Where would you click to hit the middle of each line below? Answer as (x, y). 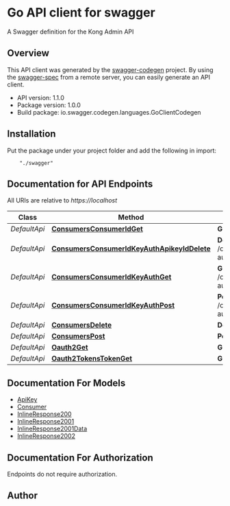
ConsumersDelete (81, 325)
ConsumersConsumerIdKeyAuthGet (111, 277)
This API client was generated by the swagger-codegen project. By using (110, 69)
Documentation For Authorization (80, 458)
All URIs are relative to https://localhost (62, 200)
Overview (28, 53)
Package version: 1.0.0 (49, 105)
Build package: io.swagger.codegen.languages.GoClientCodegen (109, 112)
